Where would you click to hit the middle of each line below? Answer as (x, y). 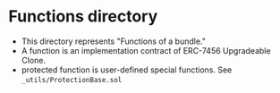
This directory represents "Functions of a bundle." (114, 41)
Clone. (34, 60)
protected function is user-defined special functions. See (127, 70)
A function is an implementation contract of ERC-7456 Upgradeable (146, 50)
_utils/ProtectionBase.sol (72, 80)
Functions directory (83, 17)
